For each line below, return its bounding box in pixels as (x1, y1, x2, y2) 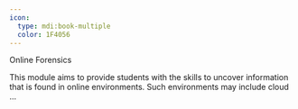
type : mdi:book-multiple (17, 22, 111, 31)
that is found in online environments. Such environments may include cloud (9, 82, 289, 93)
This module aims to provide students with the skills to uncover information (9, 72, 289, 83)
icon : (9, 13, 30, 23)
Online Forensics (9, 55, 72, 66)
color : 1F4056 (17, 30, 70, 39)
